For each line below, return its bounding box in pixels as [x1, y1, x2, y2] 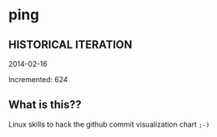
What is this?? [8, 98, 82, 112]
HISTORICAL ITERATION [8, 38, 133, 52]
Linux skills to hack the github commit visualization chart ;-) [8, 119, 211, 129]
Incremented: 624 [8, 75, 69, 84]
